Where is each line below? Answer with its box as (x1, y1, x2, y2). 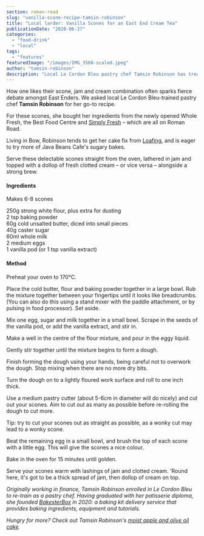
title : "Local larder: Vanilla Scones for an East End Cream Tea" (6, 20, 178, 26)
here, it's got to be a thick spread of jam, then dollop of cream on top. (6, 473, 180, 481)
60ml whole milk (6, 233, 47, 240)
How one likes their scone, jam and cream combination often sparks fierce (6, 87, 192, 95)
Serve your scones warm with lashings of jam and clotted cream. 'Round (6, 467, 188, 474)
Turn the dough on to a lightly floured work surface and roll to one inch (6, 376, 183, 383)
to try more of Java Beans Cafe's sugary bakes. (6, 143, 126, 151)
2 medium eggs (6, 239, 46, 246)
